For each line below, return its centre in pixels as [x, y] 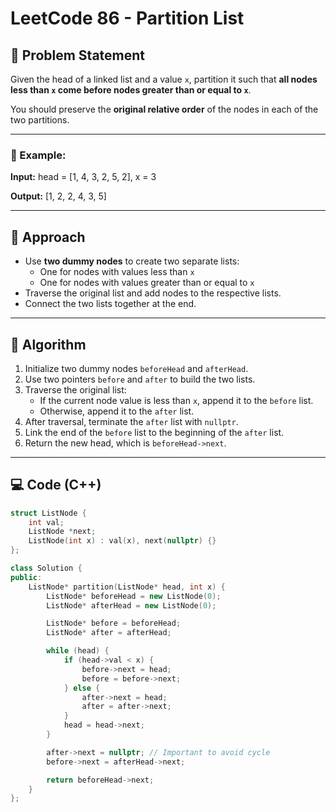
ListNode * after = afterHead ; [109, 633]
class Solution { [46, 568]
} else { [82, 688]
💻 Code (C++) [56, 485]
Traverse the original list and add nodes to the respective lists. [153, 293]
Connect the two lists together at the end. [110, 304]
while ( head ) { [78, 651]
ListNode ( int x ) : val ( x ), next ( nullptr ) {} [122, 541]
